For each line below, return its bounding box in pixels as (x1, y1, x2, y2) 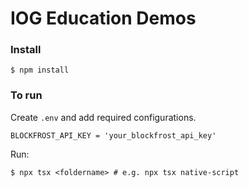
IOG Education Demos (10, 7, 197, 30)
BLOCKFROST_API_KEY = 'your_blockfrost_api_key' (10, 130, 217, 141)
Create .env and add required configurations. (10, 111, 197, 123)
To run (10, 88, 43, 102)
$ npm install (10, 65, 70, 76)
